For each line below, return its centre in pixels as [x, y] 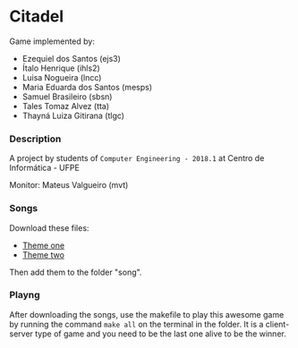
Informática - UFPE [45, 168]
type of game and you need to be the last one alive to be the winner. [161, 334]
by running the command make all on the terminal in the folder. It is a [136, 324]
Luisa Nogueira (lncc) [62, 77]
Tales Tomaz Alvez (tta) [66, 106]
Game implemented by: [52, 41]
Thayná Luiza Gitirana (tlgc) [73, 115]
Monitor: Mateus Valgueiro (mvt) [69, 185]
